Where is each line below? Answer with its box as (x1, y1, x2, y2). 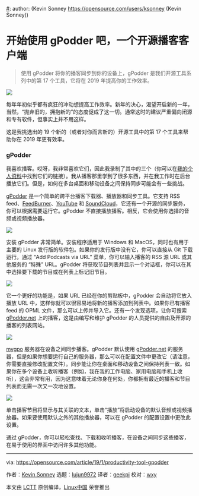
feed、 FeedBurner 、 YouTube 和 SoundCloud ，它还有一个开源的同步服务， (6, 200, 188, 207)
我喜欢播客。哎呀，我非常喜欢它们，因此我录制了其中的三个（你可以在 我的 (6, 165, 188, 172)
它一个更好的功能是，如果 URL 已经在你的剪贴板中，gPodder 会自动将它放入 (6, 292, 192, 299)
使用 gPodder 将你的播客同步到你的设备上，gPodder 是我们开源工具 (20, 69, 187, 77)
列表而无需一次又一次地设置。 (6, 383, 79, 390)
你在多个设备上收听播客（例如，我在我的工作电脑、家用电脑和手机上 (11, 368, 178, 375)
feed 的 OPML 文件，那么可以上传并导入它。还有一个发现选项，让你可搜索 (6, 307, 187, 314)
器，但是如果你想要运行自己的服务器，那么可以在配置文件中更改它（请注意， (6, 353, 193, 360)
